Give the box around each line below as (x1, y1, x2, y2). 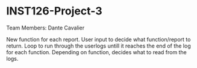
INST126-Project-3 (6, 4, 102, 18)
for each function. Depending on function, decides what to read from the (6, 48, 187, 55)
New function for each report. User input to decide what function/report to (6, 36, 191, 43)
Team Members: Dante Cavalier (6, 24, 85, 31)
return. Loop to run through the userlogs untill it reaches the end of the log (6, 42, 191, 49)
